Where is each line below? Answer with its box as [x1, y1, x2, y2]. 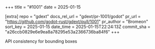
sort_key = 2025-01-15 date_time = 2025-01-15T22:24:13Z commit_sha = [5, 24, 151, 30]
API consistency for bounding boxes [5, 38, 77, 44]
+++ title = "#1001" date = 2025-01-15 [5, 4, 81, 10]
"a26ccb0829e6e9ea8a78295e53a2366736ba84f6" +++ [5, 29, 120, 34]
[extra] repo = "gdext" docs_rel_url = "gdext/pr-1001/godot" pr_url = [5, 14, 141, 19]
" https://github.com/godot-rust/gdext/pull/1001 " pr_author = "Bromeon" [5, 19, 149, 24]
